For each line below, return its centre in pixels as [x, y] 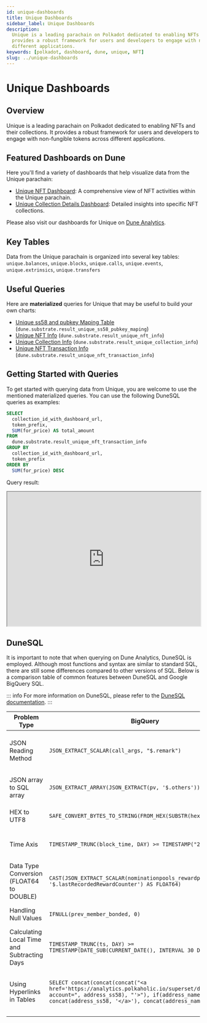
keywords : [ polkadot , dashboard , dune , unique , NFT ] [75, 52]
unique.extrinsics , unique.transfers [53, 270]
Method [21, 758]
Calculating [26, 932]
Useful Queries [36, 289]
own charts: [21, 310]
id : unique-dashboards [35, 12]
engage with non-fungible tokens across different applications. [86, 138]
